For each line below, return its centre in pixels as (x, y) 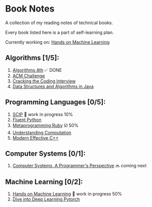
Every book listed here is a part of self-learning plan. (59, 32)
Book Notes (30, 9)
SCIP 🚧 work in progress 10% (43, 114)
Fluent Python (27, 120)
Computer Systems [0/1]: (45, 153)
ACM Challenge (29, 75)
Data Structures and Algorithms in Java (53, 86)
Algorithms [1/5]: (32, 58)
